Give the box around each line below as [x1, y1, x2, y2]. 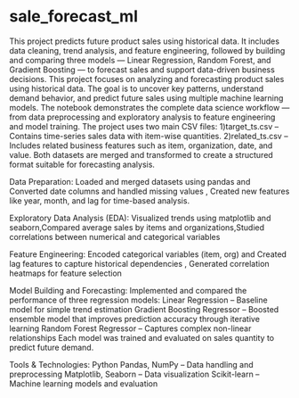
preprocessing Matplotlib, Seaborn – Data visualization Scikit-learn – [9, 369, 260, 379]
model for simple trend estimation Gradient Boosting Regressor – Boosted [9, 303, 279, 314]
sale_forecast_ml [9, 6, 138, 27]
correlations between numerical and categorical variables [9, 231, 221, 242]
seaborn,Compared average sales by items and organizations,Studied [9, 221, 265, 233]
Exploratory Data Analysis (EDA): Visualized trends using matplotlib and [9, 212, 271, 223]
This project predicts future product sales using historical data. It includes [9, 36, 280, 46]
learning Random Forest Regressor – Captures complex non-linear [9, 323, 252, 334]
